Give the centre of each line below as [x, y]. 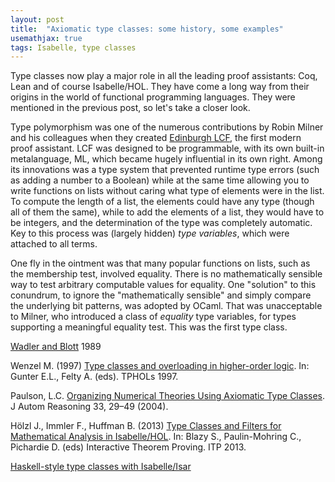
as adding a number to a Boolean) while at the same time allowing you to [160, 180]
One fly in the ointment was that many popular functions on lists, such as [160, 263]
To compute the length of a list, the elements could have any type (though [162, 202]
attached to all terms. [54, 244]
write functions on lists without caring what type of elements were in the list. [167, 191]
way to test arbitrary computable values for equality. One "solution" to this [163, 285]
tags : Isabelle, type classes [73, 47]
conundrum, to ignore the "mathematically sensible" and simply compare [161, 295]
